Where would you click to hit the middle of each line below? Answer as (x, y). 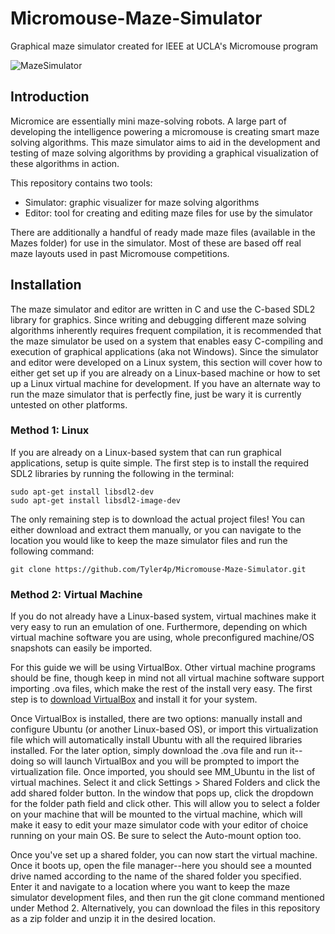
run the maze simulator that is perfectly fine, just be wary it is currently (156, 394)
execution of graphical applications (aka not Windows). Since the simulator (164, 351)
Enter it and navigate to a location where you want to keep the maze (150, 887)
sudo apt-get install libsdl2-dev (82, 492)
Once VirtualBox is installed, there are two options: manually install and (156, 719)
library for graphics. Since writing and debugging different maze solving (158, 319)
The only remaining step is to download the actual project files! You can (157, 519)
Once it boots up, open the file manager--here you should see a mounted (161, 866)
